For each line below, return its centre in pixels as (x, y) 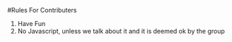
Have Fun (31, 23)
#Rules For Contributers (42, 10)
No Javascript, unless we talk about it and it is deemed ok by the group (121, 31)
